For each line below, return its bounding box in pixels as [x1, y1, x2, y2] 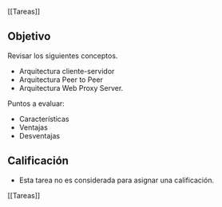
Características [18, 114, 69, 123]
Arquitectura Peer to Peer [18, 75, 103, 84]
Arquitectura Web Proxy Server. [18, 83, 124, 92]
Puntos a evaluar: [7, 99, 65, 108]
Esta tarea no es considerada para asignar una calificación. [18, 175, 215, 185]
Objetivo [7, 29, 51, 43]
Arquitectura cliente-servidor [18, 66, 115, 76]
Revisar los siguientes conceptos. [7, 51, 118, 61]
